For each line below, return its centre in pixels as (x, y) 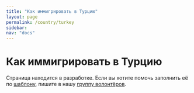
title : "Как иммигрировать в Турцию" (52, 11)
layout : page (22, 17)
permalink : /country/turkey (40, 22)
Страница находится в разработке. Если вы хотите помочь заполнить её (97, 78)
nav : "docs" (20, 33)
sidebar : (17, 28)
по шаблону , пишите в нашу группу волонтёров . (66, 84)
